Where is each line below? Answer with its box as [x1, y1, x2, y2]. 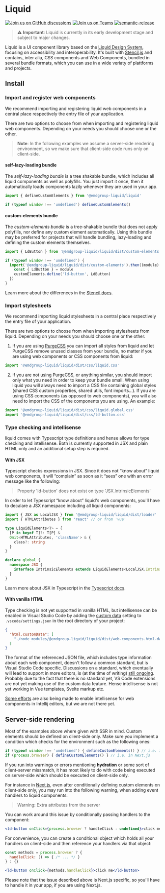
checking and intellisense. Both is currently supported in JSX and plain [5, 440, 148, 446]
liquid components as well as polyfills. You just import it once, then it [5, 178, 144, 184]
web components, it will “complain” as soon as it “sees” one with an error [5, 473, 153, 479]
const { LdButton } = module [14, 267, 74, 272]
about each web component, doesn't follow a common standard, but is [5, 660, 148, 666]
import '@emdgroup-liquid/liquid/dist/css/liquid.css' [5, 363, 120, 368]
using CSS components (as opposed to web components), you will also [12, 393, 157, 399]
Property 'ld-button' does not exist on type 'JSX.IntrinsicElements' [17, 488, 151, 494]
